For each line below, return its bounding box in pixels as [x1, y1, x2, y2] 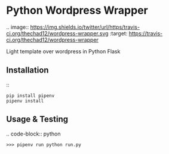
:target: [109, 29, 128, 37]
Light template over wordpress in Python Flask [6, 47, 121, 55]
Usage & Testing [6, 114, 69, 125]
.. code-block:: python [6, 130, 61, 137]
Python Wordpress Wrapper [6, 4, 148, 17]
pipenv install [6, 98, 44, 104]
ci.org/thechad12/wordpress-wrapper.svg [6, 29, 109, 37]
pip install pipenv [6, 92, 55, 99]
